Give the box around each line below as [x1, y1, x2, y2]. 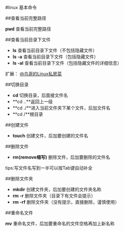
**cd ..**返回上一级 [12, 99, 53, 105]
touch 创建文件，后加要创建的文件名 [12, 133, 88, 138]
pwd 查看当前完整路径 [5, 26, 51, 32]
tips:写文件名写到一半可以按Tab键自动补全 [5, 165, 93, 171]
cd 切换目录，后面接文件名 [12, 93, 68, 98]
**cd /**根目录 [12, 111, 43, 117]
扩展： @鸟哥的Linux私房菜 [5, 71, 62, 77]
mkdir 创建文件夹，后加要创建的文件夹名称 [12, 187, 102, 192]
